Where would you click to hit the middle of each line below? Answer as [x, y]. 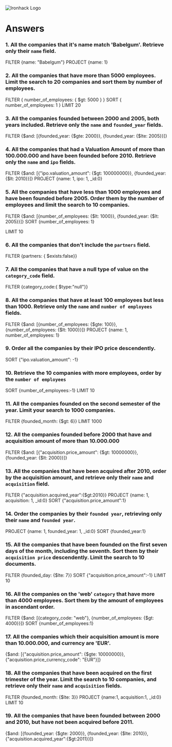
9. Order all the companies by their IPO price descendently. [80, 348]
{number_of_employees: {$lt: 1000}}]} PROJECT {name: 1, [67, 330]
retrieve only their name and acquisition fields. [64, 686]
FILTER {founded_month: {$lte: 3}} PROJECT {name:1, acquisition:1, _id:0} [83, 697]
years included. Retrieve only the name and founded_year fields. [84, 125]
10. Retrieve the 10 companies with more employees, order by [83, 373]
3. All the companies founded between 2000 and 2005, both [82, 118]
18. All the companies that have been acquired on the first [79, 673]
